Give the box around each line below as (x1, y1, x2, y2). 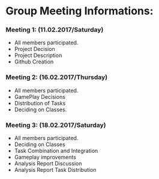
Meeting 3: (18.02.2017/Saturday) (5, 121, 106, 129)
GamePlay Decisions (14, 93, 65, 100)
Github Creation (14, 58, 54, 65)
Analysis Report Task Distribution (14, 166, 97, 174)
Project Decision (14, 45, 55, 53)
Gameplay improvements (14, 154, 76, 161)
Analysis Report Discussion (14, 160, 82, 167)
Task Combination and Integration (14, 147, 98, 154)
